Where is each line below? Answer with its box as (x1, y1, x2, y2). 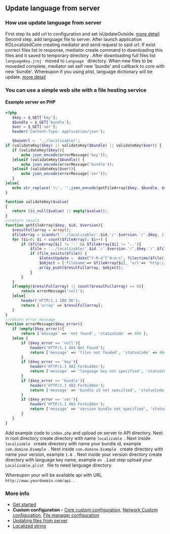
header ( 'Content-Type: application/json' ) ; (12, 129, 105, 134)
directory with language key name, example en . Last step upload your (5, 456, 152, 463)
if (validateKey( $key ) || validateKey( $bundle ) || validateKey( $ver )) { (5, 143, 162, 148)
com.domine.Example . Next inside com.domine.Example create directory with (5, 446, 163, 452)
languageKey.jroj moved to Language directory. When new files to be (5, 58, 153, 64)
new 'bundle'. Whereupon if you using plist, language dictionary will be (5, 68, 153, 74)
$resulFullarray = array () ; (12, 227, 71, 233)
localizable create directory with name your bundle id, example (5, 440, 142, 446)
